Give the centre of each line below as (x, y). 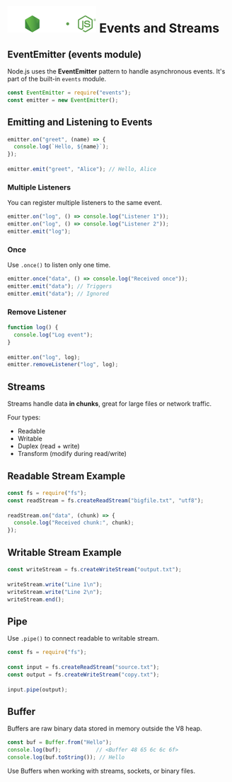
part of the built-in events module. (57, 79)
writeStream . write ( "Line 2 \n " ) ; (55, 592)
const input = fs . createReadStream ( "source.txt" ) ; (83, 667)
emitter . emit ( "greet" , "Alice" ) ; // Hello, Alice (82, 169)
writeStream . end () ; (36, 600)
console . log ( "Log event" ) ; (53, 334)
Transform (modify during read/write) (72, 454)
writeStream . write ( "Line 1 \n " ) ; (55, 584)
